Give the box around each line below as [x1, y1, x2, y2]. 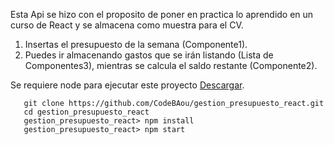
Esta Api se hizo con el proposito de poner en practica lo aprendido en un [10, 9, 314, 20]
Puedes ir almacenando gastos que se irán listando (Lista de [24, 49, 274, 61]
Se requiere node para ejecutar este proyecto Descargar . [10, 79, 245, 91]
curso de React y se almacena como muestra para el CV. [10, 19, 244, 31]
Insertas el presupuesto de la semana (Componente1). [24, 39, 248, 50]
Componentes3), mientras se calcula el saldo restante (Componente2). [24, 60, 318, 71]
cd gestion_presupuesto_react [23, 107, 150, 117]
